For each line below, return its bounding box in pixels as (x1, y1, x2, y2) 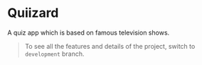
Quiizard (7, 5, 59, 21)
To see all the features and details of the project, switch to (24, 42, 196, 50)
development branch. (24, 49, 85, 58)
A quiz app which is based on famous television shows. (7, 28, 170, 37)
